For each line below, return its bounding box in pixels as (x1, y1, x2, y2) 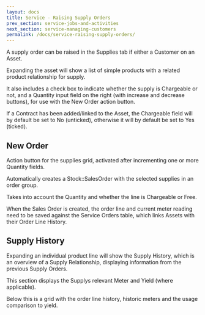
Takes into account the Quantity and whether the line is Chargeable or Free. (6, 193, 197, 200)
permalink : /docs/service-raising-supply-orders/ (6, 32, 136, 38)
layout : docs (6, 9, 40, 15)
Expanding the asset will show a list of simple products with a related (6, 67, 181, 74)
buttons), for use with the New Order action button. (6, 98, 136, 106)
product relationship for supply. (6, 73, 86, 81)
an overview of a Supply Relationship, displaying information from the (6, 258, 182, 266)
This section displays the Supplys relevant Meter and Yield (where (6, 277, 173, 284)
